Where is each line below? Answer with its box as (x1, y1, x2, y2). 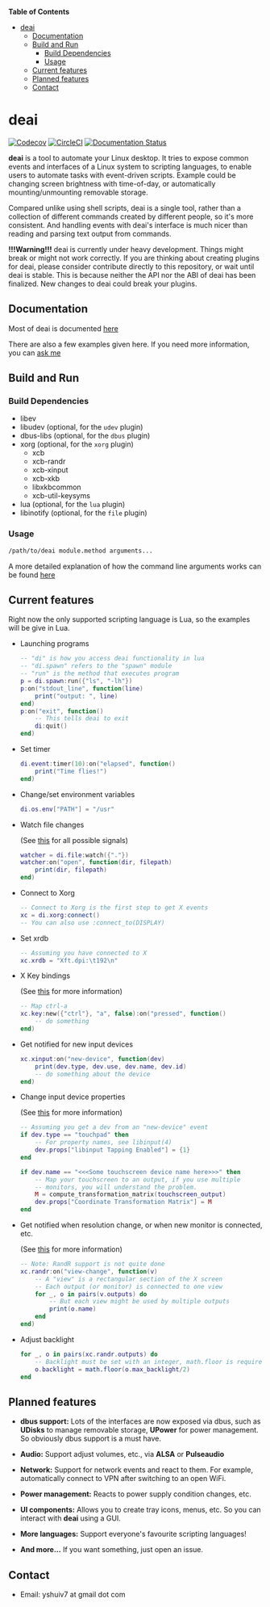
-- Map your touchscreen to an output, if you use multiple (35, 1175, 241, 1184)
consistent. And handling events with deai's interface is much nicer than (8, 220, 248, 229)
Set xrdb (19, 933, 49, 943)
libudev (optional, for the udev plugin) (19, 422, 143, 432)
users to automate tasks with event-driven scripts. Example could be (8, 170, 236, 180)
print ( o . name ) (49, 1305, 97, 1313)
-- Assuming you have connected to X (19, 949, 147, 957)
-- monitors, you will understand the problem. (35, 1183, 197, 1191)
